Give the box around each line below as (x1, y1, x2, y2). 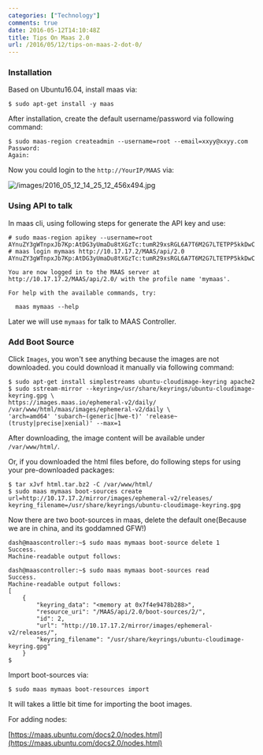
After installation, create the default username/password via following (8, 114, 234, 123)
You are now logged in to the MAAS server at (8, 268, 160, 276)
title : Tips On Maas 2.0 (8, 33, 90, 42)
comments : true (8, 19, 58, 27)
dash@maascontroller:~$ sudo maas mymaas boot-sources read (8, 566, 210, 575)
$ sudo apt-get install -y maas (8, 100, 114, 108)
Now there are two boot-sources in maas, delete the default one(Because (8, 515, 247, 525)
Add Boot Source (8, 336, 75, 347)
